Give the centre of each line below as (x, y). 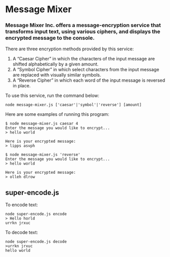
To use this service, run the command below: (53, 95)
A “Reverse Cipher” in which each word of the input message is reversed (89, 80)
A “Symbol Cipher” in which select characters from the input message (86, 70)
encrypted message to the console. (50, 38)
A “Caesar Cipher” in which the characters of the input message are (84, 59)
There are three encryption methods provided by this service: (70, 49)
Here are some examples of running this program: (57, 114)
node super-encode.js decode (36, 242)
